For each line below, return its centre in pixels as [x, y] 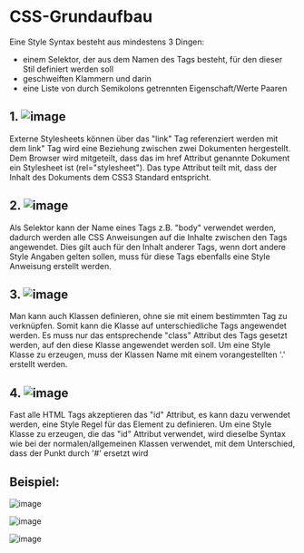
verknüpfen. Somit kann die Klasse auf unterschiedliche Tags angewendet [148, 326]
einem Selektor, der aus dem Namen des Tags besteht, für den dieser [152, 59]
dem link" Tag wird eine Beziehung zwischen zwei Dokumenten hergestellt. [150, 148]
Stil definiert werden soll [68, 69]
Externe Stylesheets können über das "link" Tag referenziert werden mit [144, 139]
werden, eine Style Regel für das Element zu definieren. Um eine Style [141, 424]
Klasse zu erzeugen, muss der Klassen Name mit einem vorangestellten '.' [147, 354]
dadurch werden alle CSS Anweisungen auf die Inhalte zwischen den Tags [148, 237]
